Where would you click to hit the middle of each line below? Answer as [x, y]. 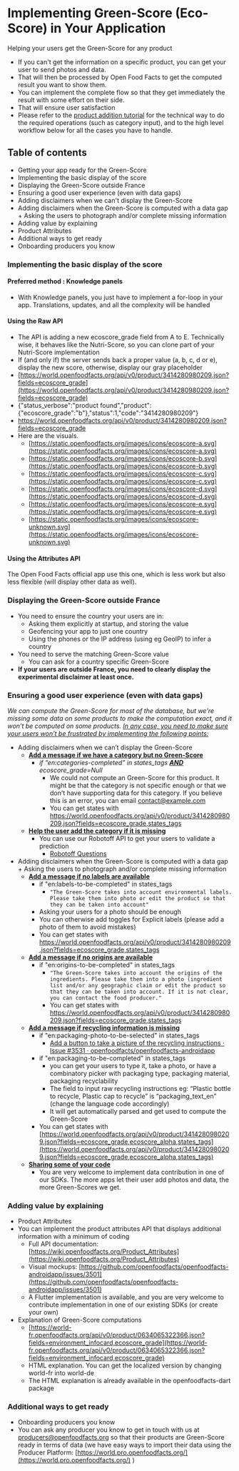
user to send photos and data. [62, 69]
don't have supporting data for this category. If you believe [136, 793]
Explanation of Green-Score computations [80, 1320]
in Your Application [108, 28]
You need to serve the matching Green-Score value [93, 654]
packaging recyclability [84, 1081]
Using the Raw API [35, 321]
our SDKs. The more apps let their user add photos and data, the [134, 1180]
